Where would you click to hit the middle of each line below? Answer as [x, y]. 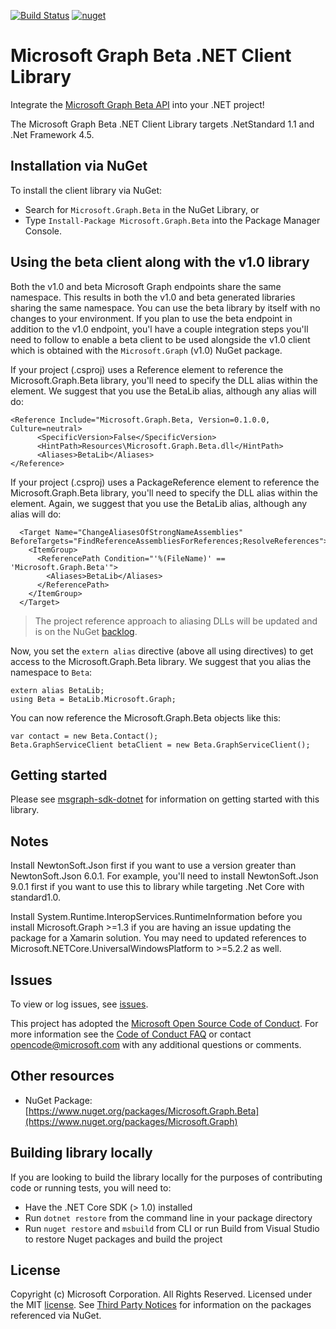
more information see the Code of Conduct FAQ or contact [131, 1034]
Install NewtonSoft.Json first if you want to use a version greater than [153, 866]
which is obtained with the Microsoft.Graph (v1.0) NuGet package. [146, 350]
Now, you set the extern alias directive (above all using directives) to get [162, 651]
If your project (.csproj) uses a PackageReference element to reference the [165, 482]
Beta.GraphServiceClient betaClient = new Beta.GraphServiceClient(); [160, 745]
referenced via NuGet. [56, 1316]
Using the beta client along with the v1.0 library [160, 262]
